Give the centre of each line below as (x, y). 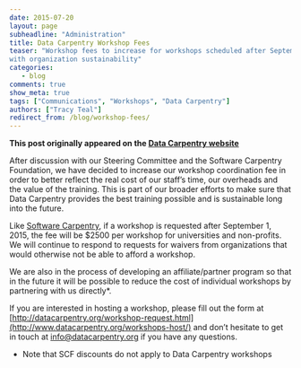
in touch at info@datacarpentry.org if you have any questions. (123, 337)
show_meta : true (39, 92)
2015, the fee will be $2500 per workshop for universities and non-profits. (146, 235)
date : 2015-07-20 (42, 18)
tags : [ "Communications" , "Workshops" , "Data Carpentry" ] (120, 101)
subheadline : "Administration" (68, 34)
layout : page (34, 26)
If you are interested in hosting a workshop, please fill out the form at (137, 308)
